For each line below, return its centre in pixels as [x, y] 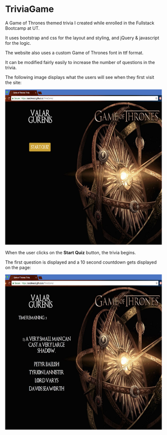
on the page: [18, 267]
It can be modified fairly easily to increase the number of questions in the [80, 62]
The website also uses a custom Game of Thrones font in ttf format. [74, 53]
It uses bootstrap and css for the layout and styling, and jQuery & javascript [82, 38]
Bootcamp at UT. [22, 28]
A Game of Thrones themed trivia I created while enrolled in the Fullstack [80, 23]
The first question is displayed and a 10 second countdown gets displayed [81, 262]
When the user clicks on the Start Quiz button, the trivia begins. [71, 252]
